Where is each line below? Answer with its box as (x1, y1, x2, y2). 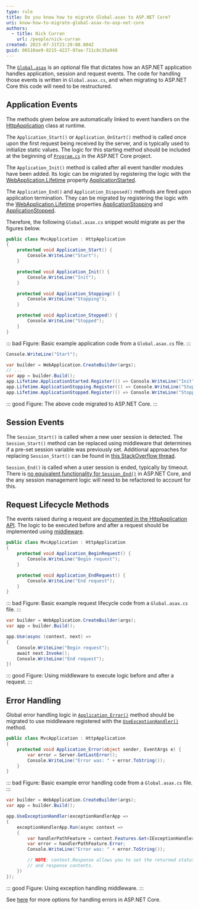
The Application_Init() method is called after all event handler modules (6, 164, 184, 171)
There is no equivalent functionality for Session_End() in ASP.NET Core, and (6, 470, 191, 477)
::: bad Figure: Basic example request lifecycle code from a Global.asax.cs (6, 600, 188, 607)
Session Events (6, 417, 65, 427)
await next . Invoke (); (17, 650, 70, 656)
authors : (6, 25, 28, 31)
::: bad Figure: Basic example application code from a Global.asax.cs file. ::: (6, 340, 191, 347)
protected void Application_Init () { (17, 268, 110, 275)
